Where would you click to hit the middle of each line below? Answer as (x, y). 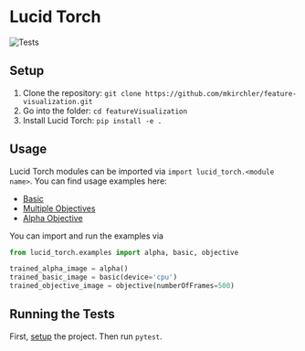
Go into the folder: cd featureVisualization (105, 111)
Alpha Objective (53, 218)
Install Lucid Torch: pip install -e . (92, 120)
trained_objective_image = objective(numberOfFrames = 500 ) (122, 286)
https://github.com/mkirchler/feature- (221, 93)
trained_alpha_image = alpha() (69, 269)
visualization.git (58, 101)
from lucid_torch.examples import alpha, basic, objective (124, 252)
